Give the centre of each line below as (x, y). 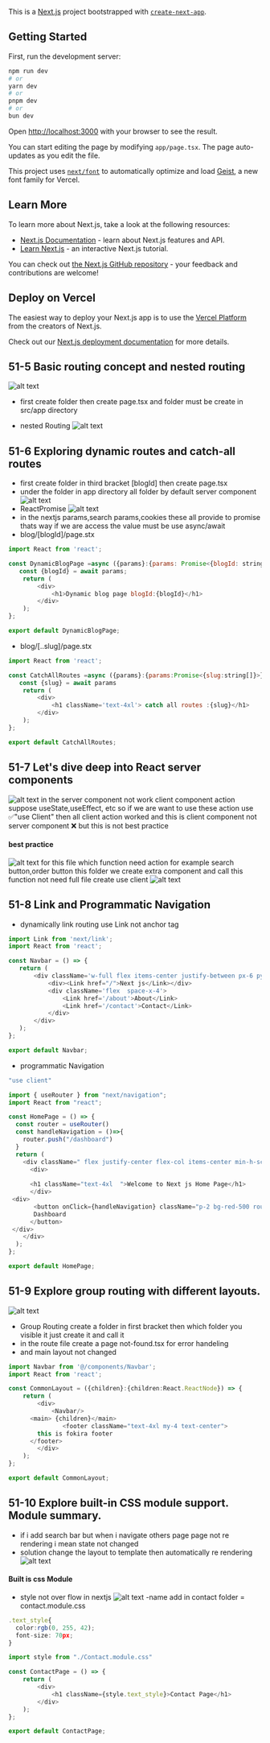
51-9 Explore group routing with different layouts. (135, 1291)
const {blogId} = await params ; (73, 571)
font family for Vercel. (44, 180)
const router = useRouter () (63, 1125)
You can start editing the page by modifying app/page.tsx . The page (121, 147)
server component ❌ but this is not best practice (88, 825)
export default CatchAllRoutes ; (62, 742)
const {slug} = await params (67, 683)
